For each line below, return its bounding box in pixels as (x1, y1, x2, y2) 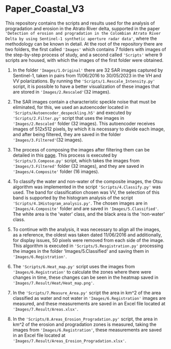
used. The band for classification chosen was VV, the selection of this (12, 189, 160, 195)
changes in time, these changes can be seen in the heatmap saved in (12, 274, 159, 280)
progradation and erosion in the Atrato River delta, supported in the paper (5, 25, 160, 31)
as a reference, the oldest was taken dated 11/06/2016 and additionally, (12, 231, 162, 238)
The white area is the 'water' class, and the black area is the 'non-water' (12, 211, 165, 217)
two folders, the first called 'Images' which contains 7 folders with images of (5, 46, 166, 52)
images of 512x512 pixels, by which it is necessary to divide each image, (12, 126, 165, 132)
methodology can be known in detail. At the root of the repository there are (5, 40, 163, 47)
